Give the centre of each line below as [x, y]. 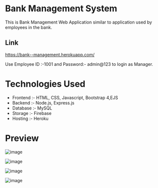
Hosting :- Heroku [30, 118]
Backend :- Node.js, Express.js [43, 103]
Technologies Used [45, 84]
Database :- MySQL [32, 108]
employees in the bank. [29, 27]
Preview [22, 138]
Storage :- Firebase [32, 113]
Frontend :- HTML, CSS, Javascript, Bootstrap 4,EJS [65, 97]
